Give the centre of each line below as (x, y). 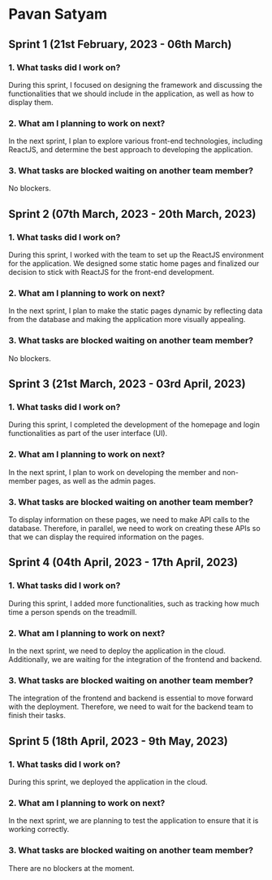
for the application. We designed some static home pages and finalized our (134, 264)
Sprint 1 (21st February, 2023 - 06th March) (120, 44)
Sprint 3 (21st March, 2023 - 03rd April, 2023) (127, 384)
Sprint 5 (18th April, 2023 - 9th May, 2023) (119, 741)
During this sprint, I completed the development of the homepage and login (134, 425)
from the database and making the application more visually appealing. (127, 320)
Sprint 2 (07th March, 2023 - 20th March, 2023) (132, 213)
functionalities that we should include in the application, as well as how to (131, 94)
